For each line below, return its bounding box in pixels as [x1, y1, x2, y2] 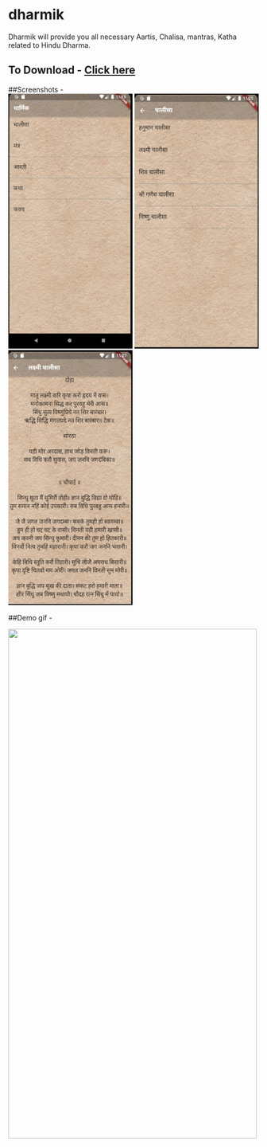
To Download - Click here [8, 64, 136, 77]
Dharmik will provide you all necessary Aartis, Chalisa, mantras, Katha [8, 32, 237, 41]
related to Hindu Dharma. [8, 40, 91, 49]
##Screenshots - [8, 84, 64, 94]
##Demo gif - [8, 613, 53, 622]
